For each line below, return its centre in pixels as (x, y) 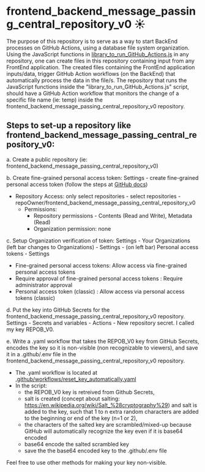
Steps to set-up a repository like (69, 126)
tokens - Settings (28, 253)
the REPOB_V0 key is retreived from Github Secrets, (89, 392)
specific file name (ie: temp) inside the (54, 100)
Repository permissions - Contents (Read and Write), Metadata (113, 215)
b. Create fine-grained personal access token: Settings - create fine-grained (102, 178)
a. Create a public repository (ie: (47, 159)
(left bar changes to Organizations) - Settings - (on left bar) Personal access (102, 247)
